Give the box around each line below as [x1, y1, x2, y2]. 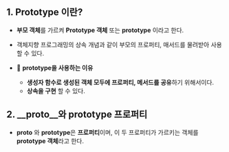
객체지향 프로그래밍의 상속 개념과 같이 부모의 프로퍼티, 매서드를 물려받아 [16, 40, 210, 49]
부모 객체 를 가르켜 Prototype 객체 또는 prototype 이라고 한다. [16, 26, 184, 34]
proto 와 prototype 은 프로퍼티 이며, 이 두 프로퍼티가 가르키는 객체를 [16, 128, 199, 136]
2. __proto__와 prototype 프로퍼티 [6, 109, 148, 121]
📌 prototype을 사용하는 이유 [16, 64, 94, 72]
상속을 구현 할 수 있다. [26, 86, 85, 94]
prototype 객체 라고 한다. [16, 136, 84, 145]
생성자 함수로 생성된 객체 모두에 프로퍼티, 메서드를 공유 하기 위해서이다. [26, 78, 215, 86]
